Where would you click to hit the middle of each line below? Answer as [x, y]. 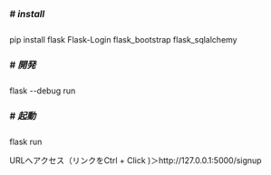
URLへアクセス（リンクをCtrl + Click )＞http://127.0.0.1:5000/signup [135, 160]
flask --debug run [43, 91]
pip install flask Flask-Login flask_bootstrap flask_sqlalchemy [123, 40]
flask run [26, 142]
